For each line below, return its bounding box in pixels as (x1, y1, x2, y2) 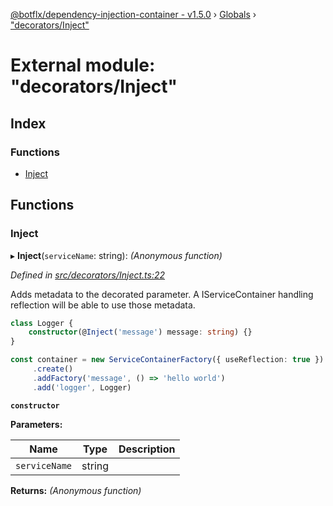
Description (118, 442, 176, 456)
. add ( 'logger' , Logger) (32, 382, 132, 393)
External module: (10, 54, 156, 77)
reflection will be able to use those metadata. (10, 299, 196, 311)
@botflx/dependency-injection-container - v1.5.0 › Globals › (10, 9, 257, 20)
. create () (32, 364, 74, 374)
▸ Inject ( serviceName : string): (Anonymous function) (10, 249, 223, 261)
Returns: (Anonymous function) (10, 484, 142, 496)
